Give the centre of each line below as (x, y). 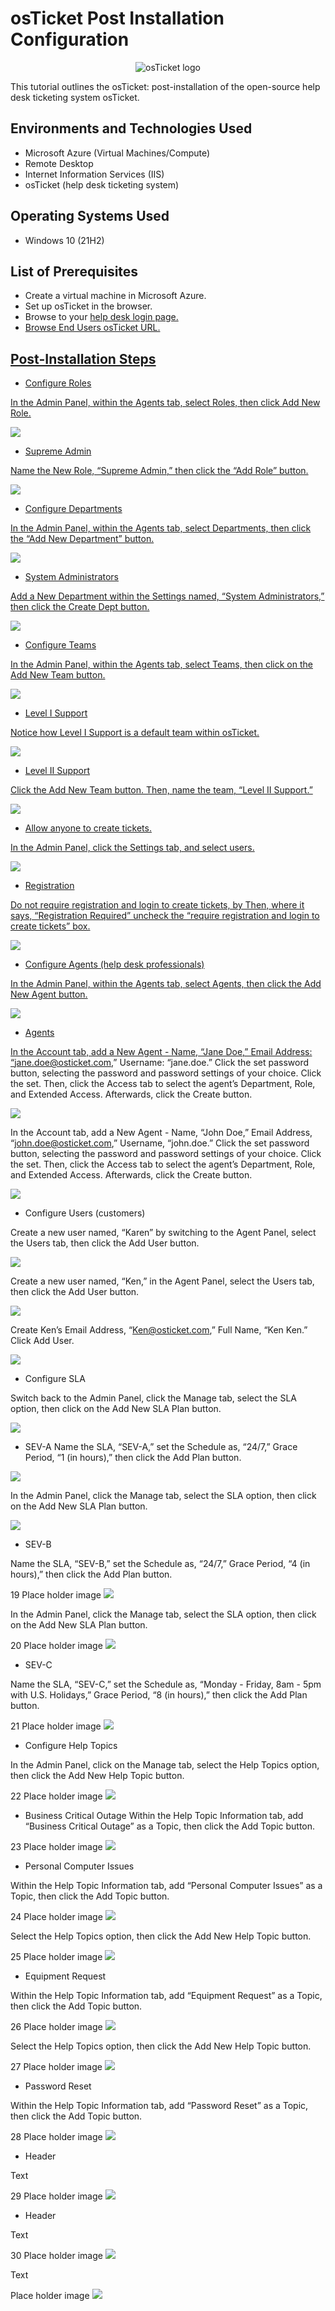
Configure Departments (73, 509)
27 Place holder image (56, 2067)
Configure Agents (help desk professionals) (114, 964)
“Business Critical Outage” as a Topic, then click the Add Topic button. (170, 1826)
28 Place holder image (56, 2137)
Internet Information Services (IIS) (94, 174)
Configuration (70, 39)
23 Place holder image (56, 1847)
